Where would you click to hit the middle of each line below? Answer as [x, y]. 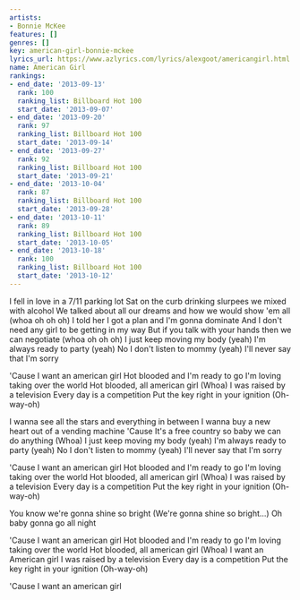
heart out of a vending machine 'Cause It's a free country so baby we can [146, 431]
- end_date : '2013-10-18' [57, 251]
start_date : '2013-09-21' [66, 176]
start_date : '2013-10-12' [66, 276]
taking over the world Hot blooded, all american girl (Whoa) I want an [137, 549]
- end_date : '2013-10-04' [57, 184]
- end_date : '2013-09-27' [57, 150]
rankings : [28, 76]
